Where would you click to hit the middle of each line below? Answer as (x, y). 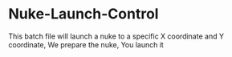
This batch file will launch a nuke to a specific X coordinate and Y (116, 36)
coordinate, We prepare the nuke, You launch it (86, 44)
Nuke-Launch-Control (83, 14)
